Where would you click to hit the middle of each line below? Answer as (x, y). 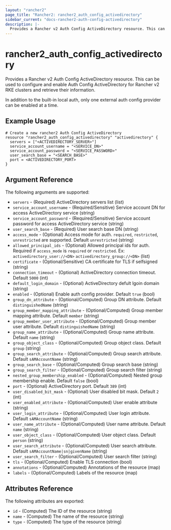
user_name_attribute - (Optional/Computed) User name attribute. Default (89, 424)
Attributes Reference (39, 489)
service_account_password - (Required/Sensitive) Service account (81, 218)
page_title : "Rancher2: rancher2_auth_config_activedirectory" (74, 15)
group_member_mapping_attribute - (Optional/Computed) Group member (88, 310)
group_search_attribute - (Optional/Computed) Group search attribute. (87, 353)
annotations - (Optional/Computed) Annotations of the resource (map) (86, 467)
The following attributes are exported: (45, 501)
